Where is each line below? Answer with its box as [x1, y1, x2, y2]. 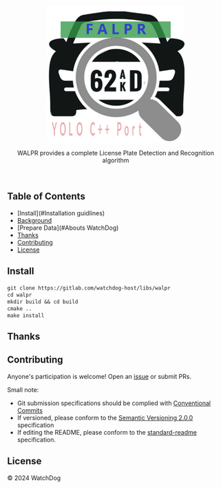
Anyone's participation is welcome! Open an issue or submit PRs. [7, 372, 191, 380]
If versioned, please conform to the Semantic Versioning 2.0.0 [17, 413, 193, 422]
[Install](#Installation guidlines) [17, 208, 105, 217]
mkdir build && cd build [7, 298, 78, 305]
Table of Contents [7, 191, 86, 202]
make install [7, 312, 45, 319]
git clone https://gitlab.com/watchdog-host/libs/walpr [7, 284, 171, 292]
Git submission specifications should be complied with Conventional [17, 399, 211, 407]
